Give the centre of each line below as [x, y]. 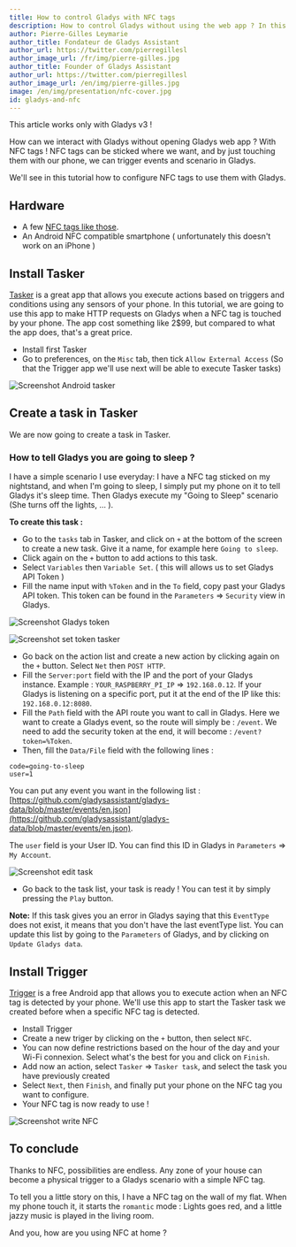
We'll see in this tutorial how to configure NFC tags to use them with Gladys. [148, 178]
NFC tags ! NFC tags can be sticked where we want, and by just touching [142, 151]
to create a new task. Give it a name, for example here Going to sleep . [150, 548]
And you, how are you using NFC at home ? [88, 1232]
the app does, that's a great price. [71, 332]
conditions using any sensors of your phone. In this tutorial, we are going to [147, 304]
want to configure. [56, 1094]
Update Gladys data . [46, 944]
